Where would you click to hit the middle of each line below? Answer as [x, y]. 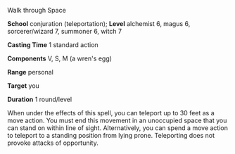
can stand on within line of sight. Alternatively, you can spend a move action [118, 128]
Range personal [31, 72]
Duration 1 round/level [40, 99]
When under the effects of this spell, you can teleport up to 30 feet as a [111, 113]
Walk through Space [37, 10]
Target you [24, 86]
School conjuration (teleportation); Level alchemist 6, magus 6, [99, 24]
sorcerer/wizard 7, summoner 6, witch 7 [64, 31]
